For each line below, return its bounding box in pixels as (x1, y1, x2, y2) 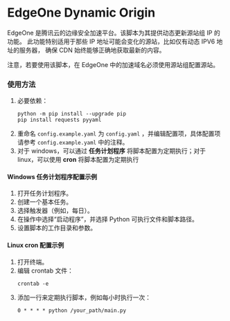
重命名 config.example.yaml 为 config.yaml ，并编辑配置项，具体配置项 (17, 129, 221, 138)
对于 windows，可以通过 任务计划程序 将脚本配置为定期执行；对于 (17, 147, 206, 155)
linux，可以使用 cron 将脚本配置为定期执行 (17, 156, 139, 164)
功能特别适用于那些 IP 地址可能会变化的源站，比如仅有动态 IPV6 (33, 37, 215, 46)
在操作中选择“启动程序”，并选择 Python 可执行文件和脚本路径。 (17, 215, 199, 223)
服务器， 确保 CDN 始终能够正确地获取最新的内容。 (19, 46, 166, 54)
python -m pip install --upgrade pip (17, 111, 127, 118)
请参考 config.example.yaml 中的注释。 (17, 138, 129, 147)
